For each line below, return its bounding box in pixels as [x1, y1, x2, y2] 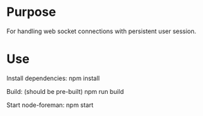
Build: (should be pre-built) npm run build [6, 87, 124, 95]
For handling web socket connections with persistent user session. [6, 27, 197, 35]
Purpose [6, 4, 57, 20]
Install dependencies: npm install [6, 74, 100, 82]
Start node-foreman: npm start [6, 101, 94, 109]
